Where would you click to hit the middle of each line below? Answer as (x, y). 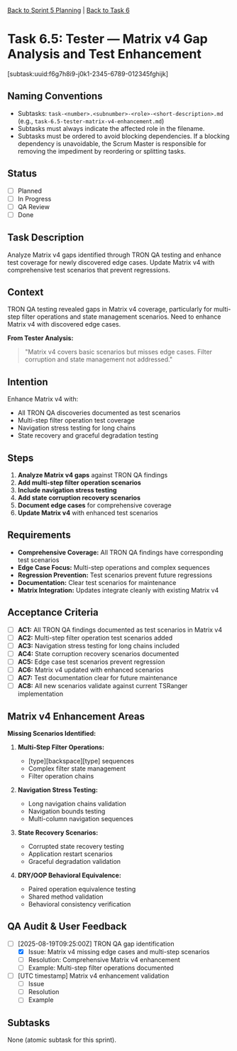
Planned (30, 191)
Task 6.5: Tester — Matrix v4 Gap (108, 39)
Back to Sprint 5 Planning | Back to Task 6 (68, 10)
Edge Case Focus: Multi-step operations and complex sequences (114, 567)
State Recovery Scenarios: (58, 833)
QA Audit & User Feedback (67, 927)
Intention (28, 382)
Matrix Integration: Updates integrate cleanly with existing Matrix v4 (118, 590)
